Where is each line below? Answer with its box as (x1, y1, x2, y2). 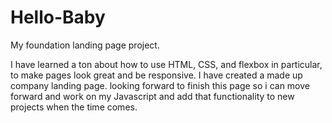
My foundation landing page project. (10, 39, 160, 51)
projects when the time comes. (10, 101, 138, 113)
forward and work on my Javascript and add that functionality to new (10, 90, 295, 102)
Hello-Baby (10, 6, 106, 29)
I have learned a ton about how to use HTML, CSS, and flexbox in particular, (10, 58, 323, 70)
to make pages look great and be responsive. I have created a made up (10, 69, 303, 81)
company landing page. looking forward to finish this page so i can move (10, 79, 310, 91)
